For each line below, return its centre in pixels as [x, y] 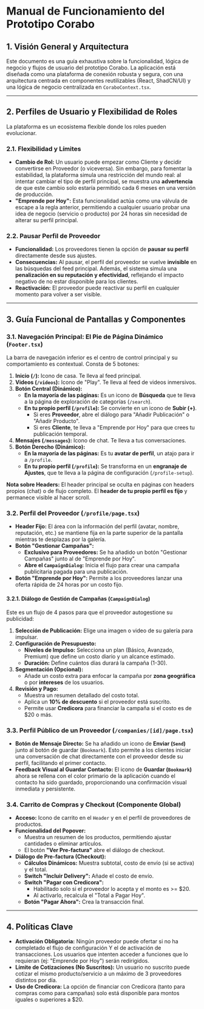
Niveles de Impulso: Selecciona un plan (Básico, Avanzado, [99, 650]
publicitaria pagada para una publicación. [76, 572]
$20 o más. [38, 714]
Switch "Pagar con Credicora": [64, 882]
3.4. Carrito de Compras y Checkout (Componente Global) [93, 805]
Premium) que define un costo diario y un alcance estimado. [100, 656]
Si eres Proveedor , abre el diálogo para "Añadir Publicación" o [111, 414]
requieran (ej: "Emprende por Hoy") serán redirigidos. [82, 961]
